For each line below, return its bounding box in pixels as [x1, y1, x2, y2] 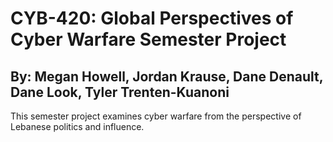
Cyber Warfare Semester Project [10, 28, 287, 51]
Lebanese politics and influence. [10, 121, 145, 132]
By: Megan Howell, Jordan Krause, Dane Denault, [10, 68, 324, 85]
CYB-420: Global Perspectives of [10, 7, 294, 30]
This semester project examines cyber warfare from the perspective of [10, 110, 302, 122]
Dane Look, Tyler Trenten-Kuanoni [10, 83, 230, 101]
